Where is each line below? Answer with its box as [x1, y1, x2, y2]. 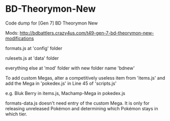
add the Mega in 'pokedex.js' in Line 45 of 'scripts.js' [5, 80, 117, 86]
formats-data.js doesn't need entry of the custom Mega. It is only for [5, 100, 150, 106]
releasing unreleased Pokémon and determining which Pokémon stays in [5, 105, 158, 111]
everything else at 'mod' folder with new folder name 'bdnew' [5, 65, 135, 71]
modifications [5, 35, 34, 41]
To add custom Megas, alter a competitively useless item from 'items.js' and [5, 75, 165, 81]
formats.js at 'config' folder [5, 45, 63, 51]
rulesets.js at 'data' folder [5, 55, 59, 61]
